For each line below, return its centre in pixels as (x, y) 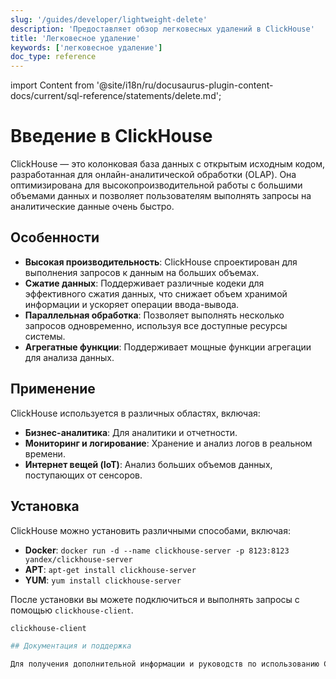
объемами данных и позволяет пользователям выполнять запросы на (161, 196)
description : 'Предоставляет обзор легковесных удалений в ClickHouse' (162, 29)
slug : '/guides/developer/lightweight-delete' (109, 19)
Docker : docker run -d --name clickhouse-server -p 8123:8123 (157, 550)
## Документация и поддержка (71, 646)
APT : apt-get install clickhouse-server (110, 569)
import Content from (52, 85)
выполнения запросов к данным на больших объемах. (142, 272)
